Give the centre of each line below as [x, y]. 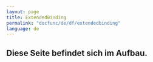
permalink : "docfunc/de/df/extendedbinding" [63, 23]
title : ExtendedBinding [36, 17]
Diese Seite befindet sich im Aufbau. [77, 53]
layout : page [23, 12]
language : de [23, 29]
